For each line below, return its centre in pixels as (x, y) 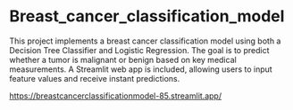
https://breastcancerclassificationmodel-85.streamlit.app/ (115, 96)
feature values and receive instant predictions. (95, 78)
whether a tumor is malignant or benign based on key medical (123, 59)
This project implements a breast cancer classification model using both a (145, 41)
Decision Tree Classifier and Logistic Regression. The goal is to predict (139, 50)
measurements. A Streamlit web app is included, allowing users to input (141, 69)
